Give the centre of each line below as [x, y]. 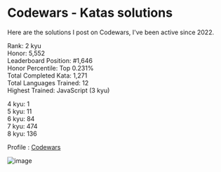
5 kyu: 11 [20, 111]
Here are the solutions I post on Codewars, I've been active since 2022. [111, 32]
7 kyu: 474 [22, 126]
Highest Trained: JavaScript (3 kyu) [59, 90]
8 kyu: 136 [22, 134]
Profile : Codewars [34, 147]
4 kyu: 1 [19, 103]
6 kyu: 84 [21, 119]
